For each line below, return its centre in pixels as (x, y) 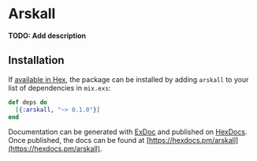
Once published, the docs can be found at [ (79, 140)
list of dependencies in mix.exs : (60, 88)
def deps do (28, 102)
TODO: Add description (47, 36)
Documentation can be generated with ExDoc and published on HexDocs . (128, 132)
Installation (36, 60)
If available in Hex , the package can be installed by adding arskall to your (128, 79)
